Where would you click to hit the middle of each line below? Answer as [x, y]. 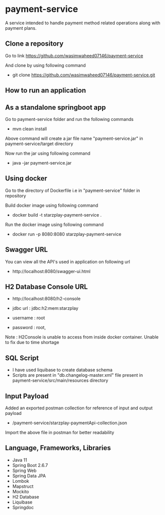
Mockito [21, 491]
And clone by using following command [45, 65]
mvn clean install [29, 129]
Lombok [21, 481]
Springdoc [23, 507]
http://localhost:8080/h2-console [46, 299]
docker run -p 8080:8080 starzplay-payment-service [67, 234]
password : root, [29, 328]
